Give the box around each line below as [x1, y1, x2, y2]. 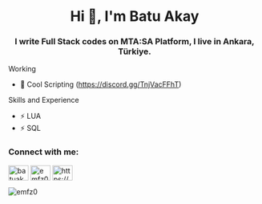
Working [8, 64, 36, 74]
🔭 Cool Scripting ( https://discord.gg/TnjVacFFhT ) [19, 80, 182, 89]
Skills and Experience [8, 96, 79, 105]
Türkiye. [118, 46, 151, 57]
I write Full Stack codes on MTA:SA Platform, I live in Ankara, [14, 36, 255, 47]
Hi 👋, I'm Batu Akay [70, 7, 200, 26]
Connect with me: [8, 146, 79, 157]
